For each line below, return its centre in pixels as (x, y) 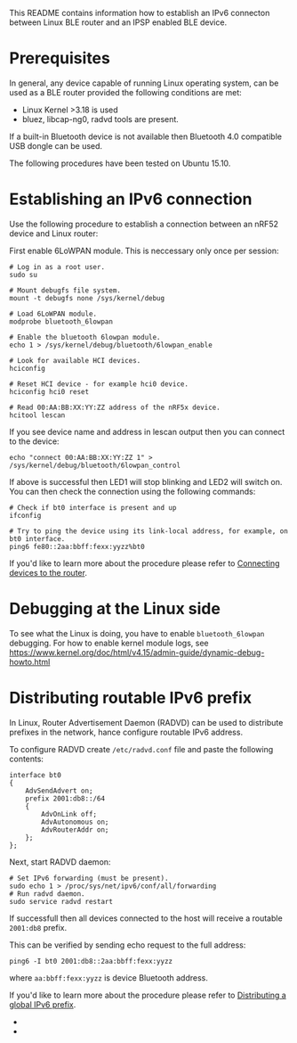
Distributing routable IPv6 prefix (130, 698)
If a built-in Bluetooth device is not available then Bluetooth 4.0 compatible (146, 136)
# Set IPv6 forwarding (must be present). (89, 878)
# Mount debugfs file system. (65, 290)
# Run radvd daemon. (48, 894)
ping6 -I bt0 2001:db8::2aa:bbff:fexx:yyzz (91, 961)
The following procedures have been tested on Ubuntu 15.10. (120, 163)
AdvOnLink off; (69, 814)
